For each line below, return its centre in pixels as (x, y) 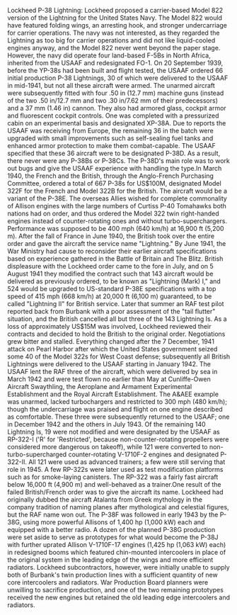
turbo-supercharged (37, 454)
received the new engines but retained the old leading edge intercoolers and (119, 597)
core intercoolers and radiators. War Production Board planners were (108, 582)
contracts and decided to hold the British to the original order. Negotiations (116, 334)
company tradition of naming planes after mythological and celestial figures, (118, 507)
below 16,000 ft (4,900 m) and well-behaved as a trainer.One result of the (114, 484)
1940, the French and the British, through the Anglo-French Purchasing (111, 176)
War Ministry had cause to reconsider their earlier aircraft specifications (112, 251)
